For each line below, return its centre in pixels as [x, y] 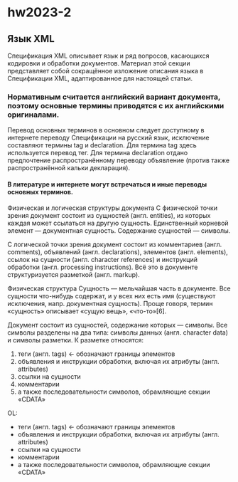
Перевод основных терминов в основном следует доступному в [106, 130]
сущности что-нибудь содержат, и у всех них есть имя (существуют [112, 295]
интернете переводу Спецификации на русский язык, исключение [108, 138]
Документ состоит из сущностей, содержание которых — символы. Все [118, 325]
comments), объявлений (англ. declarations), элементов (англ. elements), [118, 252]
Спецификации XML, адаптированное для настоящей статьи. [100, 78]
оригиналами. [33, 115]
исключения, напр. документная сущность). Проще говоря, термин [110, 303]
